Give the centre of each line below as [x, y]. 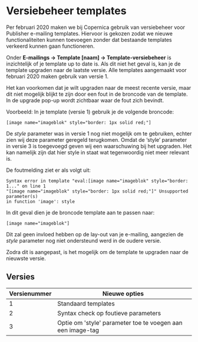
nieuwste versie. [26, 258]
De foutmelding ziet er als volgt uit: [49, 170]
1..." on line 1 [26, 186]
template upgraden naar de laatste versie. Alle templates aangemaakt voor [96, 70]
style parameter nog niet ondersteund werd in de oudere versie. [84, 240]
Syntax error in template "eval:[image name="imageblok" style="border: [97, 181]
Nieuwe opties [123, 294]
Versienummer [30, 294]
